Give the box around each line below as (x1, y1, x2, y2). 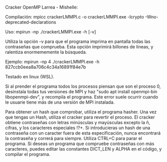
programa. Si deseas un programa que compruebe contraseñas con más (5, 141, 155, 147)
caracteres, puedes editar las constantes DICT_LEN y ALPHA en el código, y (5, 146, 162, 152)
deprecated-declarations (5, 19, 56, 25)
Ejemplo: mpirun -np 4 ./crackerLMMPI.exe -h (5, 59, 100, 64)
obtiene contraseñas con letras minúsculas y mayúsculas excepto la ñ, (5, 120, 151, 125)
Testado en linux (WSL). (5, 74, 55, 79)
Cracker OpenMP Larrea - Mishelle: (5, 4, 78, 10)
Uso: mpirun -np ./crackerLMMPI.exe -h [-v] (5, 29, 96, 34)
